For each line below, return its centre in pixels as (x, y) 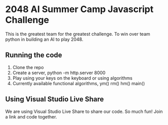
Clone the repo (28, 67)
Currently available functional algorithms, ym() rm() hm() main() (79, 83)
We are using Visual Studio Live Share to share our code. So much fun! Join (84, 111)
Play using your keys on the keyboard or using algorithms (72, 78)
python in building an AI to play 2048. (44, 39)
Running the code (34, 55)
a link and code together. (31, 116)
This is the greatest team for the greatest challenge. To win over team (78, 34)
